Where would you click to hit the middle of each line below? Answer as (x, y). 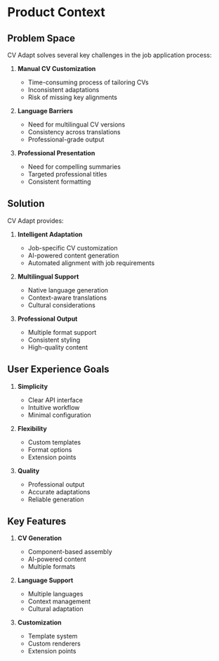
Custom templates (54, 442)
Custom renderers (54, 643)
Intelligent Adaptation (50, 234)
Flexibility (32, 428)
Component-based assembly (70, 552)
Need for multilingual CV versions (77, 124)
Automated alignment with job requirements (91, 263)
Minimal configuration (59, 415)
